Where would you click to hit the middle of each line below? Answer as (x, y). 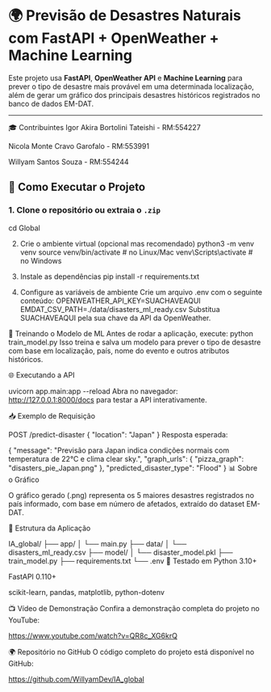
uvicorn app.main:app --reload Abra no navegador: (94, 391)
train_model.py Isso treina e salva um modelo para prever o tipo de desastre (135, 342)
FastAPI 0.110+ (32, 576)
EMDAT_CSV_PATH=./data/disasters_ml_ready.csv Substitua (120, 309)
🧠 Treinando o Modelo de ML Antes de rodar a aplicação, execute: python (131, 333)
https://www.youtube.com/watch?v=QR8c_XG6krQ (93, 635)
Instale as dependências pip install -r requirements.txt (110, 276)
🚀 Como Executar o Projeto (77, 187)
